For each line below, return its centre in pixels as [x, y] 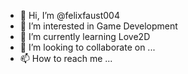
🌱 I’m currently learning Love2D [85, 36]
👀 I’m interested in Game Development [98, 26]
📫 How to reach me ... [66, 58]
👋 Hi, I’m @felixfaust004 [69, 15]
